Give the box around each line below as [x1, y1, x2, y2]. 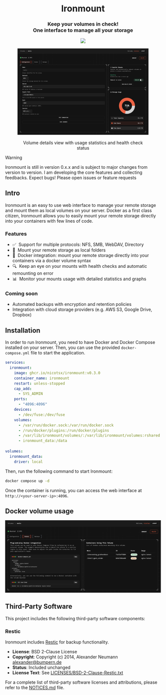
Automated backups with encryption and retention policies [12, 301, 132, 307]
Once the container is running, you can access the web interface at [5, 487, 142, 493]
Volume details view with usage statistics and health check [23, 140, 143, 146]
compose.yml [5, 351, 30, 356]
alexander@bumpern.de [12, 659, 62, 665]
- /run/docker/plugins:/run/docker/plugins [18, 428, 110, 433]
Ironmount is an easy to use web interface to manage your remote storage [5, 202, 157, 208]
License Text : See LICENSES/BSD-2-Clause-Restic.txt [12, 670, 124, 676]
